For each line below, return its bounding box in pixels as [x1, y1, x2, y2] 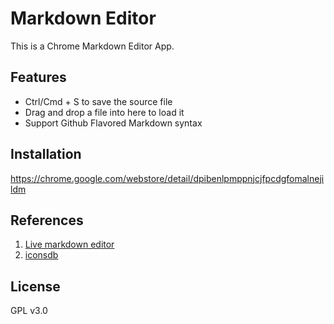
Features [10, 69, 67, 86]
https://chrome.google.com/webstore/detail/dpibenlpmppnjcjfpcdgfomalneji [10, 172, 325, 184]
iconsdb [24, 249, 59, 261]
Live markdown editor [24, 238, 115, 251]
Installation [10, 146, 82, 163]
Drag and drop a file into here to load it [24, 106, 185, 118]
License [10, 278, 61, 295]
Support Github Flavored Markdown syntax [24, 117, 203, 129]
